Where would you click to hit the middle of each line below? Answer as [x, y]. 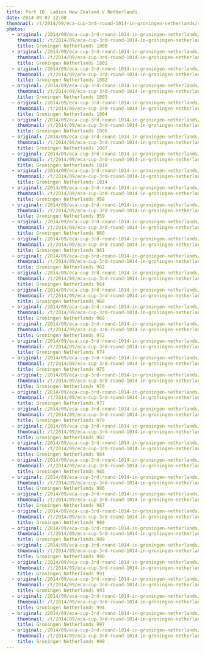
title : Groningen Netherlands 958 [61, 199]
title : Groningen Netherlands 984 [61, 455]
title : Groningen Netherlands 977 [61, 403]
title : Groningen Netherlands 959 [61, 216]
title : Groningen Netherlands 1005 [63, 131]
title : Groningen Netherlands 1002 [63, 80]
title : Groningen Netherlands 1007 [63, 148]
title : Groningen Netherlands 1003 [63, 97]
